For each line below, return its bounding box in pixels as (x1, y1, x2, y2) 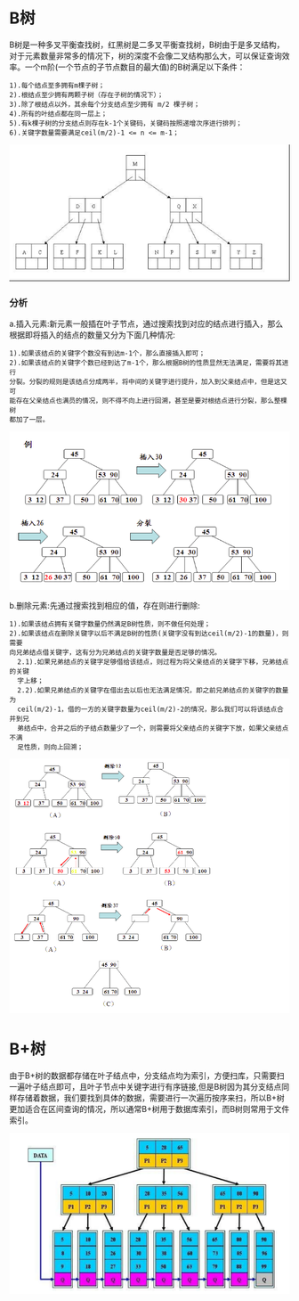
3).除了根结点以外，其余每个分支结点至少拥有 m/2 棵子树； (9, 100, 200, 109)
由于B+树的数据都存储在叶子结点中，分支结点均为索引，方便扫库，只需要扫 (9, 1070, 285, 1081)
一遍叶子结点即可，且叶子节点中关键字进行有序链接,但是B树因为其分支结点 (9, 1081, 282, 1092)
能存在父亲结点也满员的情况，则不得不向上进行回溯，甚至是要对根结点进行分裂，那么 (9, 397, 274, 405)
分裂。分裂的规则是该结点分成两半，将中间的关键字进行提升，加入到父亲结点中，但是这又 (9, 378, 287, 387)
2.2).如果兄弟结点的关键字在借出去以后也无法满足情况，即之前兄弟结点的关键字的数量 (17, 685, 289, 695)
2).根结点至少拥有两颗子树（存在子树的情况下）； (9, 90, 165, 99)
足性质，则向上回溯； (17, 742, 85, 751)
